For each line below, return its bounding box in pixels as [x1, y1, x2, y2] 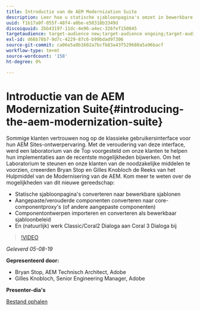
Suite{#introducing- [82, 102, 185, 116]
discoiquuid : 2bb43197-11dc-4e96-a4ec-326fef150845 [6, 25, 137, 32]
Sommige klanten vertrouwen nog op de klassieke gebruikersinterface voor [6, 135, 191, 142]
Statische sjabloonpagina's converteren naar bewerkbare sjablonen [14, 190, 181, 198]
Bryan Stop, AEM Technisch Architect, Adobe [14, 269, 126, 276]
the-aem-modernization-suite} [6, 115, 163, 128]
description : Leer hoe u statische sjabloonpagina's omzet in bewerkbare [6, 14, 193, 20]
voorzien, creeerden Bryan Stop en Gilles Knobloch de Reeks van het [6, 167, 176, 174]
